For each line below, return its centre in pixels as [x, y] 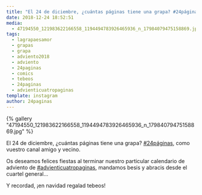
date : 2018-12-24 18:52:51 [40, 17]
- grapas [23, 46]
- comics [23, 73]
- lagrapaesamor [32, 40]
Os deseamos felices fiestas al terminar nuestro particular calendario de [96, 161]
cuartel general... [27, 174]
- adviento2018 [31, 57]
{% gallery [19, 119]
